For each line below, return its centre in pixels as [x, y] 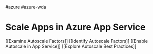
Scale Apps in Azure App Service [76, 27]
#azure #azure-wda [26, 7]
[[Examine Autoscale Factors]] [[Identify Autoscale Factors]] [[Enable [77, 41]
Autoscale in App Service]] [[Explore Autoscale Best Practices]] [71, 46]
